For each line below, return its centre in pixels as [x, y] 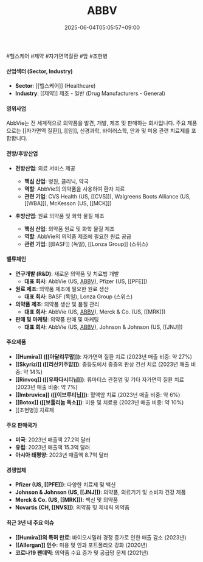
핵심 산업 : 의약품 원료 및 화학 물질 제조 [69, 228]
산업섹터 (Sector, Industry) [40, 71]
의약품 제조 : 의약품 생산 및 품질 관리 [57, 304]
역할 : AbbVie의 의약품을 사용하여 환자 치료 [74, 189]
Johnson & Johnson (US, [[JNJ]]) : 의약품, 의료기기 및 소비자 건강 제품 [101, 492]
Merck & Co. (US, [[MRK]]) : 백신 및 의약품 [67, 500]
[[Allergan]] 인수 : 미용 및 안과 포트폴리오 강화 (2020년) [81, 545]
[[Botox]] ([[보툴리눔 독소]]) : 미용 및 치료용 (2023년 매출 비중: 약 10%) [99, 402]
